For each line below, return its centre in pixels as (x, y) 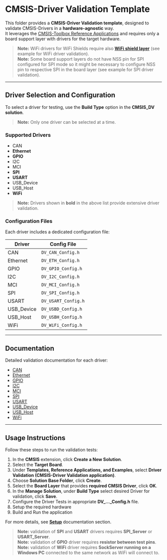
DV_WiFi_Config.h (62, 325)
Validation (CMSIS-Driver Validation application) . (64, 475)
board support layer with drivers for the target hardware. (63, 39)
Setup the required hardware (42, 507)
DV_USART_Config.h (63, 301)
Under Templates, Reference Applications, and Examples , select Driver (87, 470)
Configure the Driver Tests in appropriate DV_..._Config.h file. (76, 501)
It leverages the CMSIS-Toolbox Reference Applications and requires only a (82, 33)
